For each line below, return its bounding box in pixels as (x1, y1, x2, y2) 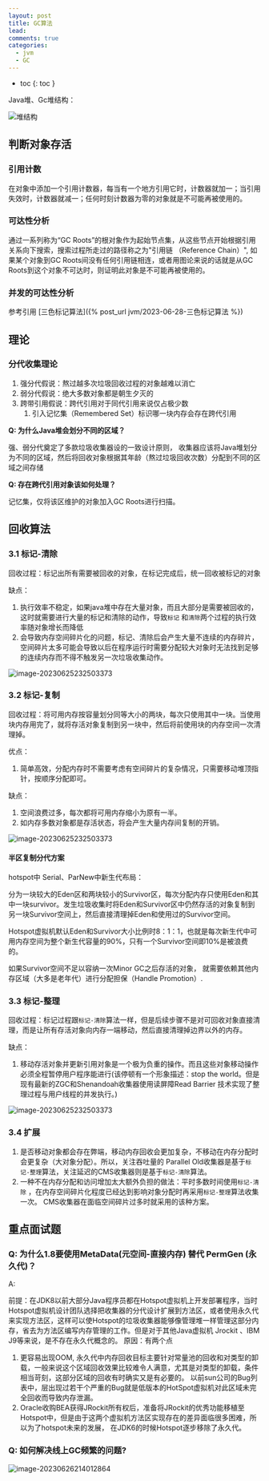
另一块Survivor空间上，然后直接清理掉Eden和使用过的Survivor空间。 (8, 910, 235, 919)
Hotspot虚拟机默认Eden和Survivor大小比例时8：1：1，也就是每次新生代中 (8, 926, 251, 936)
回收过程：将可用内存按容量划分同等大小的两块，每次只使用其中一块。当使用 (8, 709, 261, 719)
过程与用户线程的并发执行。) (26, 1089, 118, 1099)
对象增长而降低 (34, 622, 84, 632)
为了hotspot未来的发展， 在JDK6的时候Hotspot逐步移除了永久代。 (26, 1423, 247, 1433)
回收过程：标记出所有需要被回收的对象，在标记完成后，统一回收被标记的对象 (8, 568, 261, 578)
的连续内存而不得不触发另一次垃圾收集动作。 (19, 652, 168, 662)
